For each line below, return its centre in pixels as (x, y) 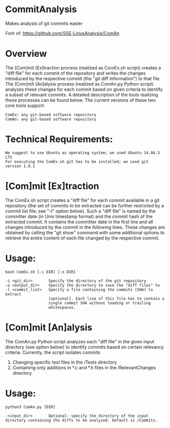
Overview (26, 54)
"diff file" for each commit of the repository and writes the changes (75, 73)
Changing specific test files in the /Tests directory (65, 362)
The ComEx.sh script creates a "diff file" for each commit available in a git (82, 200)
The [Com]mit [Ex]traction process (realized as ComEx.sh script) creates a (83, 67)
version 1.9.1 (20, 166)
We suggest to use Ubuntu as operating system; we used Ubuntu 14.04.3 (82, 153)
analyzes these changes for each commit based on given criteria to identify (84, 89)
